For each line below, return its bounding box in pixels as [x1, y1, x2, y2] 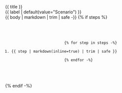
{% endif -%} [5, 83, 32, 89]
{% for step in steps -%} [64, 40, 117, 45]
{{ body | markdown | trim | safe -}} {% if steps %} [5, 14, 108, 20]
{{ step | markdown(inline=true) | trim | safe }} [11, 49, 117, 54]
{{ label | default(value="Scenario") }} [5, 9, 82, 15]
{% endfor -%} [64, 58, 93, 62]
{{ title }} [5, 4, 23, 9]
